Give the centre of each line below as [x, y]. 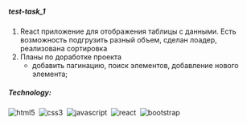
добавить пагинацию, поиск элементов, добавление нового [135, 65]
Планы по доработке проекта [71, 57]
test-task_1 [27, 11]
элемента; [50, 74]
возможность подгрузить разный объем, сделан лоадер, [118, 39]
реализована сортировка [64, 48]
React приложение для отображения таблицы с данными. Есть [128, 31]
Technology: [30, 92]
